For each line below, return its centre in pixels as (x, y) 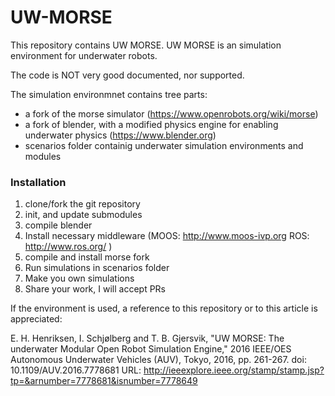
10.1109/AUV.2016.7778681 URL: (76, 370)
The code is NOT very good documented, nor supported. (127, 75)
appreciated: (36, 319)
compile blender (58, 225)
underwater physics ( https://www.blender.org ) (120, 135)
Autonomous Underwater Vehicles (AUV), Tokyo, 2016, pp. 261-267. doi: (158, 360)
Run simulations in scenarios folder (97, 268)
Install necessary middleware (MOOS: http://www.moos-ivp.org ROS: (167, 236)
